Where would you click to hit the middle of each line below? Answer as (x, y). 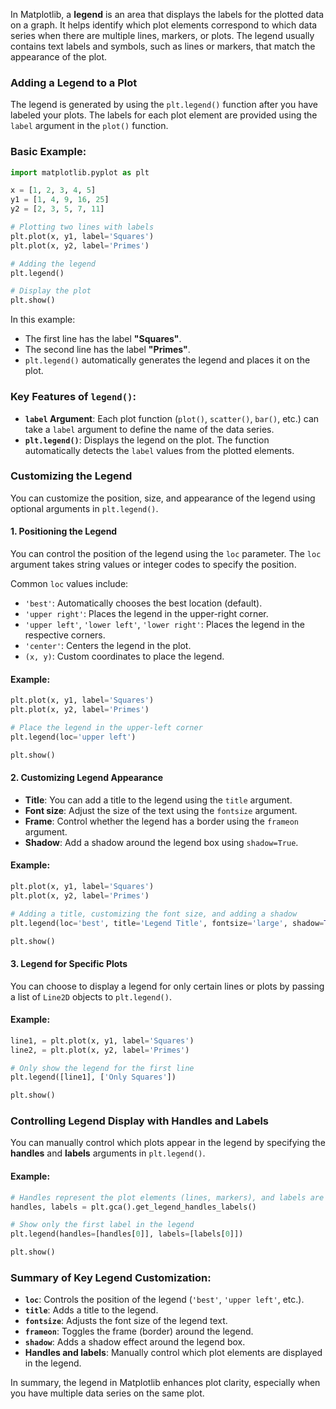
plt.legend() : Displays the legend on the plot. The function (147, 440)
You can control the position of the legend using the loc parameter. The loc (166, 554)
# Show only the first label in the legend (102, 1225)
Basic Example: (48, 152)
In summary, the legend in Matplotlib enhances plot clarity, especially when (165, 1383)
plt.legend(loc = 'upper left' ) (73, 737)
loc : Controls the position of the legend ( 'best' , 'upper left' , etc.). (164, 1300)
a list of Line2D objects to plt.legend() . (91, 996)
